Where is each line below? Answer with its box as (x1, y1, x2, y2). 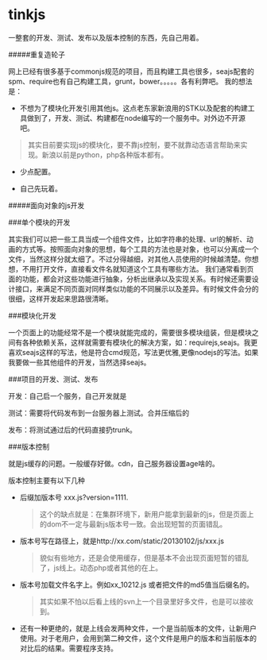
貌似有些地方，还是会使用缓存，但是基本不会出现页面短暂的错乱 (39, 553, 249, 562)
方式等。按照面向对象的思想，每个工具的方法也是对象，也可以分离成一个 (21, 244, 259, 253)
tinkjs (8, 6, 46, 24)
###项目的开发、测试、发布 (8, 374, 99, 384)
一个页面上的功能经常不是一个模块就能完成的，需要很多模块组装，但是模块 (8, 327, 252, 337)
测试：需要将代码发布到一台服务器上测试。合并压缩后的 (8, 407, 189, 418)
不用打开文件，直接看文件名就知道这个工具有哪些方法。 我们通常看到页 (21, 264, 254, 273)
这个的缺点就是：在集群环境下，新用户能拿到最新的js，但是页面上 (39, 509, 254, 519)
